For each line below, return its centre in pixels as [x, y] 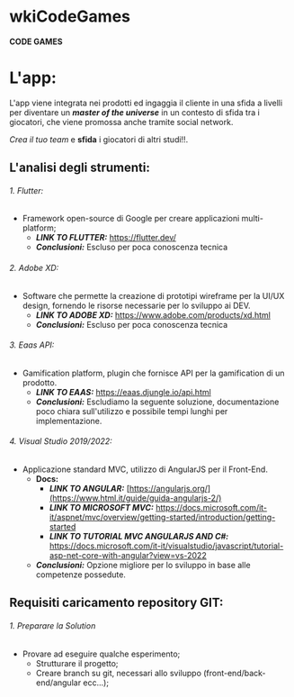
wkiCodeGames [70, 17]
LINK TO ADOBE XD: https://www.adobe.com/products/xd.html [153, 315]
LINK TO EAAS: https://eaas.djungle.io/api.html [123, 392]
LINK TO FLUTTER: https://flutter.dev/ [106, 238]
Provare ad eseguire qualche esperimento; [101, 654]
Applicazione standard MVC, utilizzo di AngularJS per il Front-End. [145, 469]
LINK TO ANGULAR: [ [89, 489]
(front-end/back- [235, 673]
